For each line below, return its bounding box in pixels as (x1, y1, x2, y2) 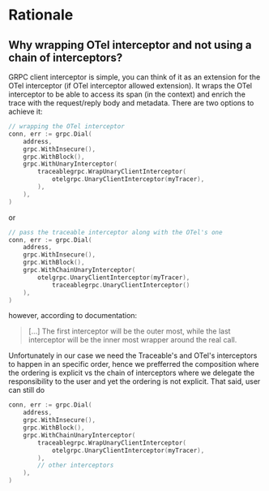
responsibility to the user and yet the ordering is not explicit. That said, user (8, 377, 261, 386)
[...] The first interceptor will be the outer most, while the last (28, 326, 231, 336)
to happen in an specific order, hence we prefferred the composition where (8, 360, 259, 369)
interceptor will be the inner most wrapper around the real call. (28, 335, 237, 345)
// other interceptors (37, 461, 114, 470)
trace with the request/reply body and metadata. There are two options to (8, 98, 254, 107)
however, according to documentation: (8, 311, 138, 321)
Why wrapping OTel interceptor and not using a (8, 38, 252, 52)
